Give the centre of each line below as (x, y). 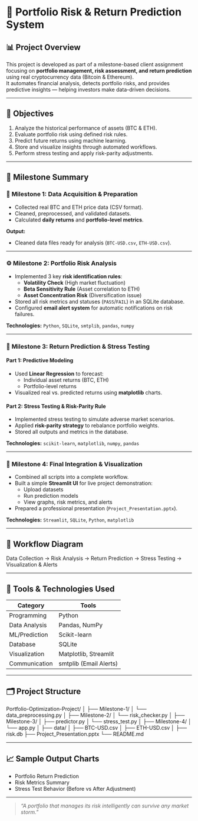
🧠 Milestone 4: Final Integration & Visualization (74, 464)
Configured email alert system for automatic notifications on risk (93, 308)
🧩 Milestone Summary (47, 177)
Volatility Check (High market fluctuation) (74, 282)
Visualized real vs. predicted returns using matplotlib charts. (88, 392)
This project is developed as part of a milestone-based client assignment (95, 64)
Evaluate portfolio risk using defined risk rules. (71, 134)
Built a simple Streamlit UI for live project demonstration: (84, 483)
